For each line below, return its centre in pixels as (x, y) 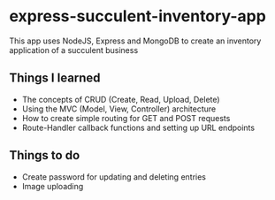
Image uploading (53, 186)
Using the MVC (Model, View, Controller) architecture (119, 109)
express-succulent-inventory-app (138, 16)
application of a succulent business (74, 50)
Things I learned (55, 78)
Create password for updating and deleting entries (114, 177)
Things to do (45, 155)
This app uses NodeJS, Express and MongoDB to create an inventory (135, 41)
